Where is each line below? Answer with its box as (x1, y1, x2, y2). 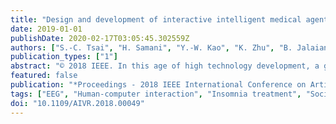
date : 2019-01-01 (10, 24, 83, 34)
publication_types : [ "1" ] (10, 52, 118, 62)
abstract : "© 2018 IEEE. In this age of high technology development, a (10, 61, 320, 71)
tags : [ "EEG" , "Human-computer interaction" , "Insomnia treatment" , (10, 89, 302, 99)
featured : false (10, 71, 78, 81)
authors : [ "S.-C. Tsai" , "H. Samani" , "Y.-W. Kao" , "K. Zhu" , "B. (10, 42, 293, 53)
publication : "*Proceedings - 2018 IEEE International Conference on (10, 80, 307, 90)
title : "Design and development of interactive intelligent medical (10, 14, 302, 25)
